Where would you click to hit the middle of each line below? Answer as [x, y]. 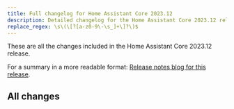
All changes [34, 96]
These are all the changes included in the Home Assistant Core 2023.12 [110, 47]
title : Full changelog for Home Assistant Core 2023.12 [90, 14]
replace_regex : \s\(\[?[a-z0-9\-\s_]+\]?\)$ [73, 26]
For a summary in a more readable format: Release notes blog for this [107, 67]
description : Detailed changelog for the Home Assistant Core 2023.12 [112, 20]
